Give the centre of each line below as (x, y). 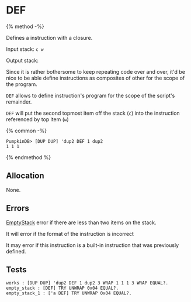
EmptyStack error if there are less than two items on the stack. (81, 222)
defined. (16, 251)
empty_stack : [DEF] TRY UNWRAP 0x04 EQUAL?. (62, 288)
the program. (22, 84)
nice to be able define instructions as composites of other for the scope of (95, 78)
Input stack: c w (25, 49)
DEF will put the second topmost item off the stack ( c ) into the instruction (93, 113)
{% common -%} (27, 131)
